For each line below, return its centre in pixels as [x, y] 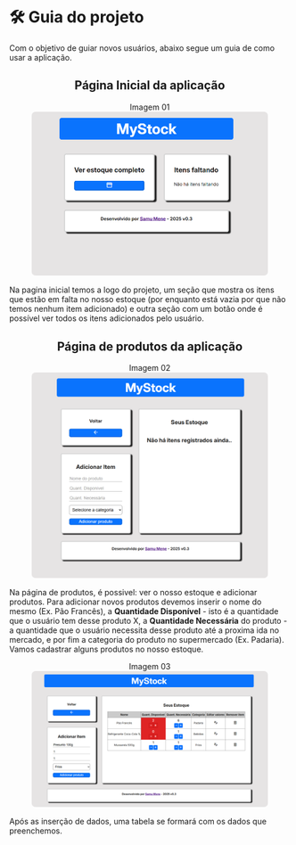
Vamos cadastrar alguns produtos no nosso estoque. [107, 649]
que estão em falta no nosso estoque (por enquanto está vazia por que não [148, 299]
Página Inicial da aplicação [150, 86]
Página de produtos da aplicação [150, 346]
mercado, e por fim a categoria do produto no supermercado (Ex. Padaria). [147, 640]
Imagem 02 [150, 368]
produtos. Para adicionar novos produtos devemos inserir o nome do [136, 602]
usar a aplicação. [41, 57]
